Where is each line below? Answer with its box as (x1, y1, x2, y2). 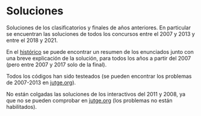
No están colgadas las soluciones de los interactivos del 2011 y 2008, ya (6, 90, 185, 97)
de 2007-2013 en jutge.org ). (6, 79, 76, 86)
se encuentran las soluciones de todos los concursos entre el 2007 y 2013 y (6, 30, 196, 37)
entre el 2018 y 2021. (6, 36, 58, 44)
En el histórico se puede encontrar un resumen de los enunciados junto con (6, 48, 194, 55)
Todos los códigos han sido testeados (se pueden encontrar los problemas (6, 72, 192, 80)
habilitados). (6, 103, 37, 110)
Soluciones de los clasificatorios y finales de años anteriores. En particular (6, 24, 191, 31)
